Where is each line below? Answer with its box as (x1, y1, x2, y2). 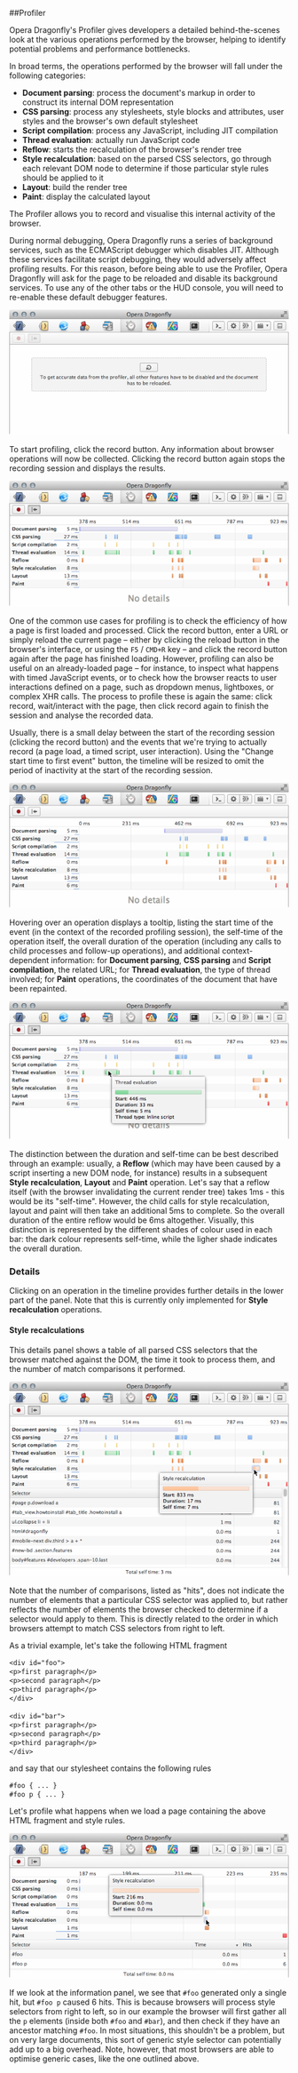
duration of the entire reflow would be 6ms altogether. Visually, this (9, 1215, 255, 1225)
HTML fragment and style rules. (9, 1814, 126, 1825)
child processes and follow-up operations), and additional (9, 945, 220, 956)
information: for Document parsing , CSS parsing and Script (51, 954, 272, 965)
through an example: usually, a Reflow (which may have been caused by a (9, 1159, 281, 1169)
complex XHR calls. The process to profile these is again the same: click (9, 690, 273, 701)
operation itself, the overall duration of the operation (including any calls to (9, 936, 282, 946)
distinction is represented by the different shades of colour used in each (9, 1224, 273, 1235)
